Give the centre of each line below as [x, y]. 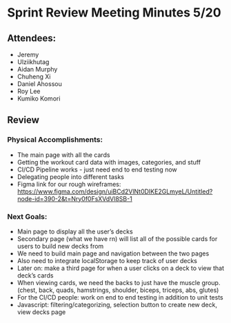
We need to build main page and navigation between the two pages [113, 253]
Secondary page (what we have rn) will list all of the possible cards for [117, 238]
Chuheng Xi [34, 76]
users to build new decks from [60, 246]
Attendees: [32, 38]
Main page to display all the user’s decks [75, 231]
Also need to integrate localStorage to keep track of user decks [107, 260]
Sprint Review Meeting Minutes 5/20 [114, 13]
